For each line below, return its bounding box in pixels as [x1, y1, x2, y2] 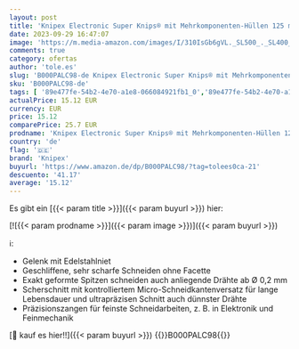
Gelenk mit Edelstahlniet [21, 256, 111, 267]
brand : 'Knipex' [9, 153, 69, 163]
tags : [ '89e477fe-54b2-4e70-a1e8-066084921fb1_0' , [9, 87, 205, 96]
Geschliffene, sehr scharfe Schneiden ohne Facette [21, 265, 211, 276]
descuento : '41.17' [9, 170, 82, 179]
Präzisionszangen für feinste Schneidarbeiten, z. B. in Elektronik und [21, 304, 274, 314]
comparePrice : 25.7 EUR [9, 121, 98, 130]
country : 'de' [9, 137, 62, 146]
